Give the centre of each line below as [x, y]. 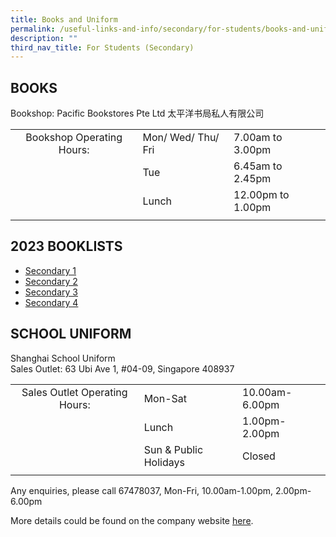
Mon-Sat [165, 398]
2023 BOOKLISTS [66, 246]
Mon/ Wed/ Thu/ [181, 138]
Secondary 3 [51, 292]
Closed [259, 456]
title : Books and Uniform [64, 19]
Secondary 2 [51, 281]
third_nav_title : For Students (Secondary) [102, 47]
